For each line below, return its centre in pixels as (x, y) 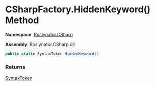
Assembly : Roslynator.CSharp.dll (40, 44)
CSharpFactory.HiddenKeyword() (78, 9)
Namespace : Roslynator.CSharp (39, 34)
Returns (15, 67)
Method (22, 20)
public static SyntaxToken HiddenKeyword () (52, 54)
